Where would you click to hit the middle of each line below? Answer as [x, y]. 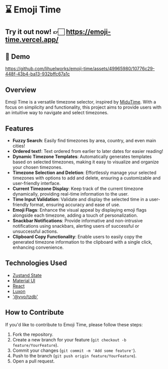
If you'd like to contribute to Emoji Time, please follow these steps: [74, 324]
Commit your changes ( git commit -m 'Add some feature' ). [74, 350]
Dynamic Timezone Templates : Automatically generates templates [82, 157]
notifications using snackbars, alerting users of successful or [76, 226]
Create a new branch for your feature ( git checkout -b [69, 339]
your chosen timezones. [37, 167]
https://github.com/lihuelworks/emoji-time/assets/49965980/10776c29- [80, 69]
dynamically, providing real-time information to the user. [71, 194]
